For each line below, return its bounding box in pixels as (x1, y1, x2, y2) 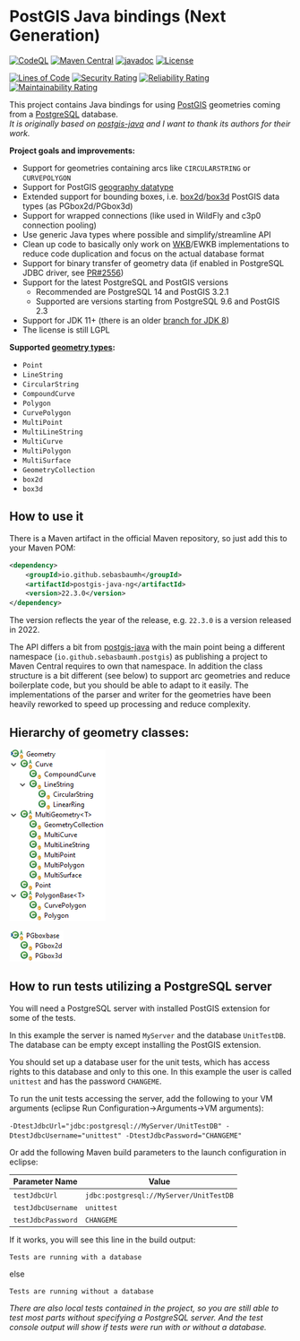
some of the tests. (9, 1012, 76, 1023)
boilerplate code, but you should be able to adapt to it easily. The (9, 679, 249, 691)
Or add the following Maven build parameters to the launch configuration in (9, 1146, 287, 1157)
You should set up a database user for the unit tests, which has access (9, 1056, 270, 1068)
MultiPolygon (21, 446, 72, 455)
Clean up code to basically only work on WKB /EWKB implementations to (21, 238, 289, 249)
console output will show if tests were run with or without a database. (9, 1321, 267, 1332)
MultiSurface (21, 455, 72, 465)
